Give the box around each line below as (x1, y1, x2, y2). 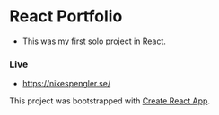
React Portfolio (9, 6, 123, 27)
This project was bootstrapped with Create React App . (9, 95, 211, 106)
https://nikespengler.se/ (22, 78, 111, 89)
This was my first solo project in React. (22, 36, 166, 46)
